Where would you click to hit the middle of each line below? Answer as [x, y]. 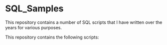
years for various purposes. [34, 27]
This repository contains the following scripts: [52, 37]
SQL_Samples [34, 9]
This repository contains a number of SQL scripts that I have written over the [84, 22]
